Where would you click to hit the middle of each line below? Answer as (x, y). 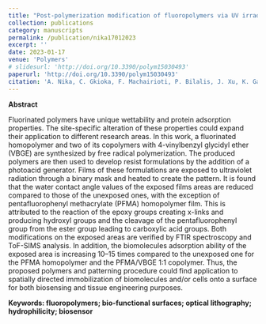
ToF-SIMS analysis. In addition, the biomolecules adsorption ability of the (127, 245)
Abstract (23, 104)
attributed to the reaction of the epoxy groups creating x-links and (116, 212)
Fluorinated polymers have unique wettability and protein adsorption (120, 119)
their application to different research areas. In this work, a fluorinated (122, 136)
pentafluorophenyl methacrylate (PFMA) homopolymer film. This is (117, 203)
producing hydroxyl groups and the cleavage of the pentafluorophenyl (123, 220)
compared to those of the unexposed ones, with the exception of (114, 195)
